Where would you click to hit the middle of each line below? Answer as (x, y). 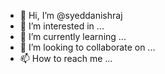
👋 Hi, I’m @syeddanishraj (71, 15)
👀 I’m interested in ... (62, 26)
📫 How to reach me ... (66, 58)
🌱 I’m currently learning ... (73, 36)
